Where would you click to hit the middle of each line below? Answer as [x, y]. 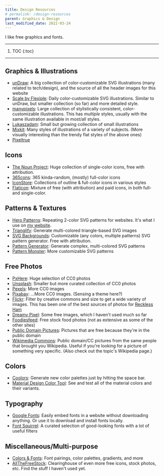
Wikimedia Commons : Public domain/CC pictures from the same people [84, 340]
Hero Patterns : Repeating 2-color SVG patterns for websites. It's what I [83, 220]
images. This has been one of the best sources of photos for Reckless [82, 304]
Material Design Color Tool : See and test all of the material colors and [82, 383]
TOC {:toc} [23, 51]
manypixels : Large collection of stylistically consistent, [67, 109]
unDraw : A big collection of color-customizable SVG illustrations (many [83, 83]
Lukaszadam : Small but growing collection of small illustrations [75, 124]
